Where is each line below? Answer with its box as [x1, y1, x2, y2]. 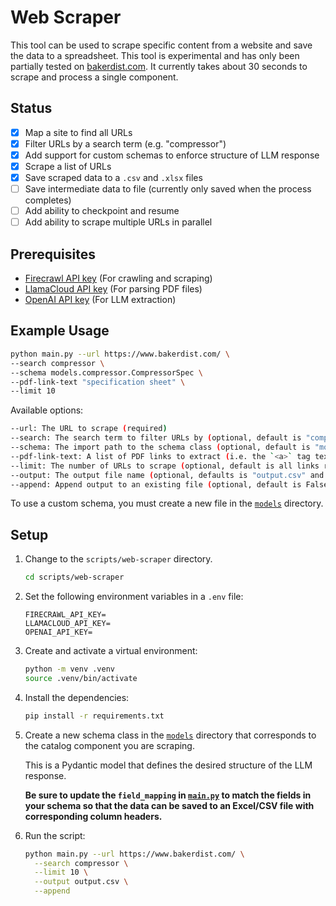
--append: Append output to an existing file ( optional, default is [10, 479, 302, 490]
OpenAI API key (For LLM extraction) [24, 294, 177, 306]
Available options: [10, 404, 84, 416]
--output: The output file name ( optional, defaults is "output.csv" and [10, 470, 325, 480]
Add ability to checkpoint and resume [24, 205, 180, 217]
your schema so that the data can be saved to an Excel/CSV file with [24, 799, 315, 811]
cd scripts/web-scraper [24, 572, 125, 583]
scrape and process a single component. [10, 71, 179, 83]
